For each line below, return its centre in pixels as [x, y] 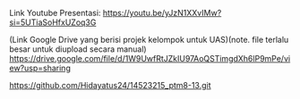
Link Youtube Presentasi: [55, 13]
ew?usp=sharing [40, 68]
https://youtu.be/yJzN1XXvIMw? [162, 13]
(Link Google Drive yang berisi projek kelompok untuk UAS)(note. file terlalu [149, 40]
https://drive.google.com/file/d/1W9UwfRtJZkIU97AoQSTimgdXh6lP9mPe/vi [150, 58]
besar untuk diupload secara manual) [78, 49]
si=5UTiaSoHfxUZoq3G [53, 22]
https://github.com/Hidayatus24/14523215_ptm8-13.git [111, 85]
